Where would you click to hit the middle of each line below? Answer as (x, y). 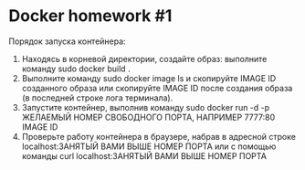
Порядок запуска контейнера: (67, 41)
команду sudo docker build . (76, 69)
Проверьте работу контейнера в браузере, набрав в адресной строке (158, 136)
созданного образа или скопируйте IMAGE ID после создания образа (157, 88)
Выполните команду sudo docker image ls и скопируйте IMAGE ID (149, 78)
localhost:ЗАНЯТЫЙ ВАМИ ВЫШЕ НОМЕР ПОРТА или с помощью (149, 146)
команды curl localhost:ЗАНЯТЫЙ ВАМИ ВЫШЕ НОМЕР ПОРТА (144, 155)
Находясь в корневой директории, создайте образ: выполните (144, 58)
